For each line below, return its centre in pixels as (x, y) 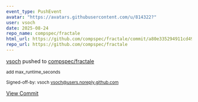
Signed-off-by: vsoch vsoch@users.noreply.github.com (62, 82)
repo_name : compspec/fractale (43, 34)
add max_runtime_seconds (33, 72)
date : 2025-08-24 (27, 28)
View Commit (22, 93)
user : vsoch (21, 22)
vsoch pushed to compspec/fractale (50, 61)
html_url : (18, 39)
